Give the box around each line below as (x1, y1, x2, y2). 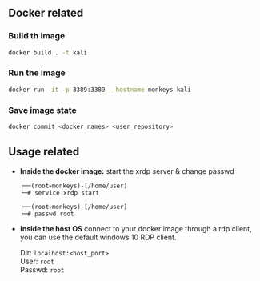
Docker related (8, 6, 84, 20)
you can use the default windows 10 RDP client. (19, 232, 177, 242)
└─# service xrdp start (19, 188, 100, 197)
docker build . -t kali (8, 48, 88, 57)
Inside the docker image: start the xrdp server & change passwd (19, 166, 234, 175)
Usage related (8, 145, 80, 159)
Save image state (8, 104, 78, 115)
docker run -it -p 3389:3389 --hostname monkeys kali (8, 86, 192, 94)
